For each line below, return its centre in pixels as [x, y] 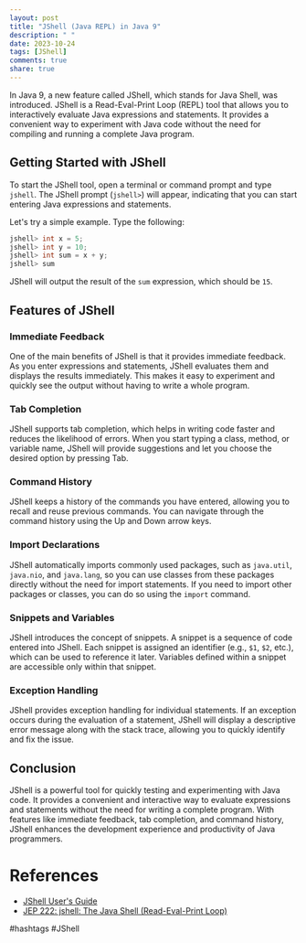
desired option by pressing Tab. [69, 458]
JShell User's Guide [60, 901]
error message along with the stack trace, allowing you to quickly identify [148, 730]
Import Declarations [55, 545]
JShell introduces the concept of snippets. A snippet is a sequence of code [151, 638]
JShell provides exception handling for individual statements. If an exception [153, 711]
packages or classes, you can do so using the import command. [130, 594]
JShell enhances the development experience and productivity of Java [142, 830]
